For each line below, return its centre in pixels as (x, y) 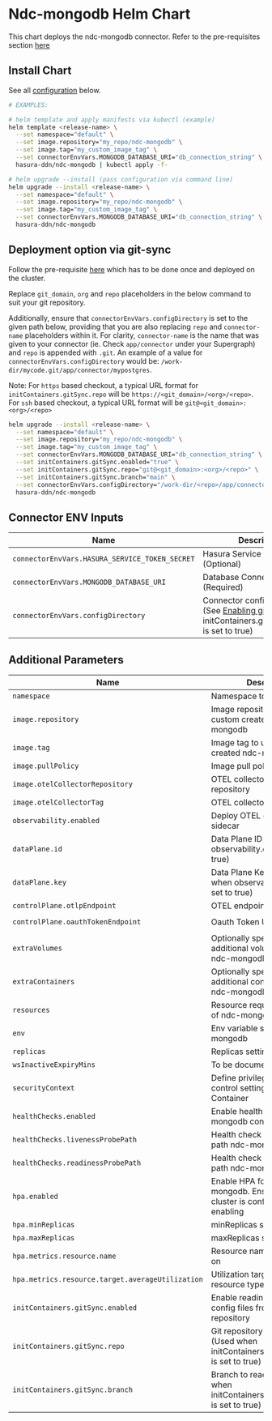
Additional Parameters (66, 660)
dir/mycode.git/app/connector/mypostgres (79, 370)
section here (29, 45)
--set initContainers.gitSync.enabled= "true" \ (98, 463)
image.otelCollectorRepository (73, 784)
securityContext (44, 1088)
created (226, 753)
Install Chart (40, 71)
